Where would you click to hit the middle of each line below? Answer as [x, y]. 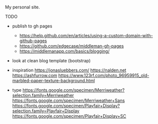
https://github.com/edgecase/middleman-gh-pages [71, 46]
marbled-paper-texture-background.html [54, 81]
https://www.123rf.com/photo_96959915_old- [104, 75]
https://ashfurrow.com [35, 75]
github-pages [33, 41]
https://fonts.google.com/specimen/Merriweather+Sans [68, 100]
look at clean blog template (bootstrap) [51, 61]
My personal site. [23, 7]
